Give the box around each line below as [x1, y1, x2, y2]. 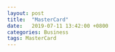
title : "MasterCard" [7, 16, 69, 23]
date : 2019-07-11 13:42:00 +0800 [7, 22, 109, 29]
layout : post [7, 9, 44, 17]
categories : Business [7, 28, 69, 36]
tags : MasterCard [7, 35, 57, 42]
